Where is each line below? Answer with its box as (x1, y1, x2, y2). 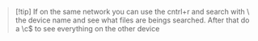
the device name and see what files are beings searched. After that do (15, 15, 250, 25)
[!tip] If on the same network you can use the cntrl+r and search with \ (15, 7, 250, 16)
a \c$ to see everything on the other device (15, 24, 160, 33)
